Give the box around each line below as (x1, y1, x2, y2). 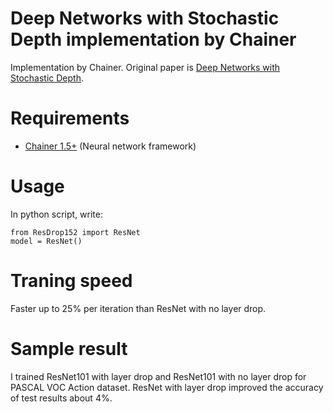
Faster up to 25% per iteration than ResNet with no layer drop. (10, 302, 267, 314)
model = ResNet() (10, 236, 83, 246)
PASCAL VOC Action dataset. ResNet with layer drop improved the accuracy (10, 381, 324, 393)
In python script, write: (10, 208, 104, 220)
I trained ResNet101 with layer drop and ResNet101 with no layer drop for (10, 370, 307, 382)
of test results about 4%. (10, 392, 113, 404)
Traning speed (10, 270, 133, 292)
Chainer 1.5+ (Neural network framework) (24, 140, 197, 152)
